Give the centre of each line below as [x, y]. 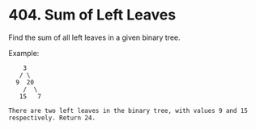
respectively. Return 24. [52, 118]
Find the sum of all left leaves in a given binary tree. [94, 37]
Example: [24, 53]
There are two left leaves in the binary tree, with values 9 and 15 [128, 110]
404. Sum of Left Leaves [92, 15]
